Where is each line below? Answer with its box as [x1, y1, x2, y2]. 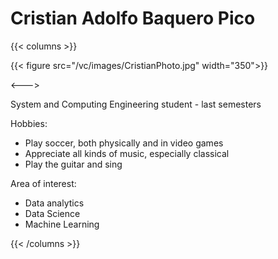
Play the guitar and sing [24, 158, 123, 170]
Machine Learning [24, 218, 100, 230]
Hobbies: [10, 117, 48, 129]
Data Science [24, 207, 81, 219]
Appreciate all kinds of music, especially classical [24, 147, 230, 159]
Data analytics [24, 197, 85, 209]
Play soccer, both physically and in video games [24, 137, 224, 149]
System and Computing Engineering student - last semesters [10, 98, 262, 110]
